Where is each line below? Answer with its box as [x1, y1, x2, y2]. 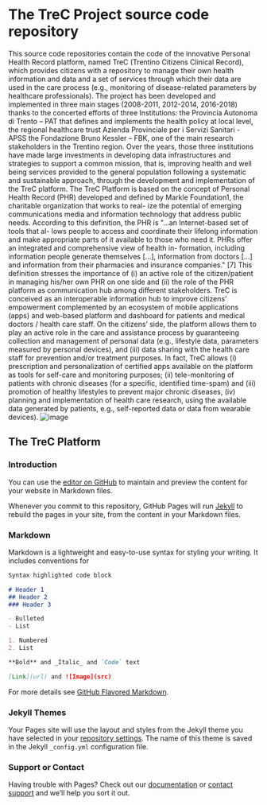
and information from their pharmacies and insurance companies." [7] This [8, 260, 253, 270]
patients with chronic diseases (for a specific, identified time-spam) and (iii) [8, 378, 257, 387]
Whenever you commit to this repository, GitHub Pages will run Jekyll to [8, 501, 244, 511]
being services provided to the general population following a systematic [8, 167, 246, 177]
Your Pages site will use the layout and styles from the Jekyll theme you [8, 725, 244, 734]
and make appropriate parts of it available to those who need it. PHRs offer [8, 235, 253, 244]
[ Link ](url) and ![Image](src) [8, 672, 112, 681]
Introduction [8, 459, 57, 470]
